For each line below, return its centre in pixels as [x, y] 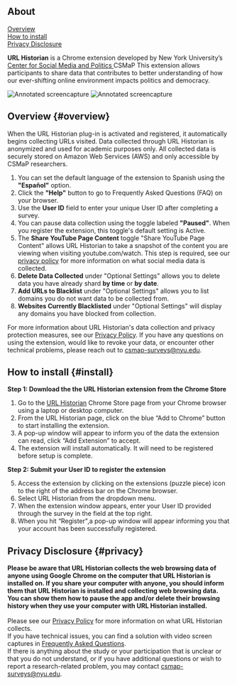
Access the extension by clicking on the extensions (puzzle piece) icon [121, 483]
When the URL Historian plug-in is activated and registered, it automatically [117, 134]
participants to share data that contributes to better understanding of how [115, 72]
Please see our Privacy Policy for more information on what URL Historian [115, 621]
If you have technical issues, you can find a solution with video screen [110, 636]
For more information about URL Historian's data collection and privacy [111, 327]
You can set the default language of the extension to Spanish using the [121, 178]
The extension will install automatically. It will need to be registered [115, 448]
